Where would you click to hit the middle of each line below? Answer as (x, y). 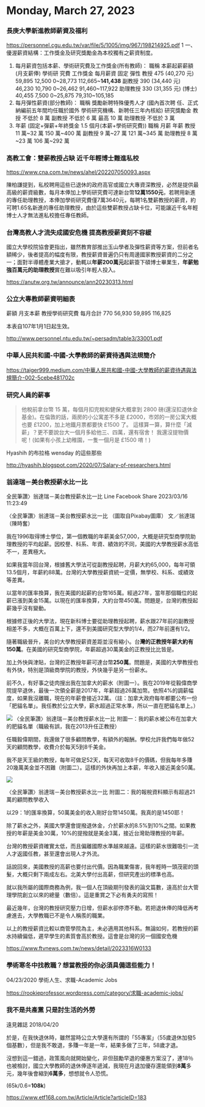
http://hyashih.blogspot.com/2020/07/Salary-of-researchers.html (88, 465)
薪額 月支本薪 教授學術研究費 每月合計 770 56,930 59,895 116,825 (89, 313)
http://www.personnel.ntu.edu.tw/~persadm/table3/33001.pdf (85, 339)
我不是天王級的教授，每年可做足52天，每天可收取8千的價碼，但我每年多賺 (99, 760)
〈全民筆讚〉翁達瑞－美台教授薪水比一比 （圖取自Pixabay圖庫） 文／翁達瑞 (101, 516)
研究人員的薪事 (28, 395)
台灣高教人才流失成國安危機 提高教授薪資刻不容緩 (79, 233)
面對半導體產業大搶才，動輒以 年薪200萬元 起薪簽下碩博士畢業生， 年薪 (105, 262)
